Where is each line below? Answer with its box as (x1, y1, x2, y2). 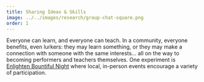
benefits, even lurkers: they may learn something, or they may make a (6, 43, 183, 50)
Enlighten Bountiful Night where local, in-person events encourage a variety (6, 63, 198, 70)
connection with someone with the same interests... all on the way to (6, 50, 179, 57)
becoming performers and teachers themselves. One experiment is (6, 56, 176, 64)
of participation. (6, 69, 47, 77)
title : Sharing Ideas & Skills (6, 9, 86, 15)
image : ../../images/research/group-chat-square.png (6, 15, 144, 21)
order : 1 (6, 20, 29, 26)
